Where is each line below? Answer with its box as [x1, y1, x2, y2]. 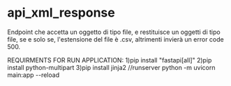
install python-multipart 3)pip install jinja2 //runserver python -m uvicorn [7, 63, 216, 71]
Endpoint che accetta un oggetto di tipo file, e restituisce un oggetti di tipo [7, 28, 221, 36]
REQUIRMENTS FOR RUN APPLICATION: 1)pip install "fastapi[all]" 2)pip [7, 55, 212, 64]
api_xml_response [7, 5, 115, 21]
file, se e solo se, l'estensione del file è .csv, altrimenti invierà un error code [7, 35, 225, 43]
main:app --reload [7, 71, 60, 79]
